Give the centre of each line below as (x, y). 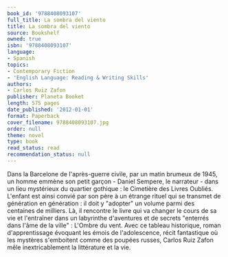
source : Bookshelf (33, 33)
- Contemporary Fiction (41, 71)
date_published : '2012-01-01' (50, 110)
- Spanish (21, 59)
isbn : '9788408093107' (39, 45)
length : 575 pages (33, 103)
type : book (23, 142)
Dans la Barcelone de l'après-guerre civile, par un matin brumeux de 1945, (112, 174)
